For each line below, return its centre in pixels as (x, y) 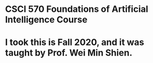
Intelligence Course (46, 20)
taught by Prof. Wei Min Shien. (69, 53)
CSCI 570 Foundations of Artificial (77, 9)
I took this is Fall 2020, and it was (75, 42)
